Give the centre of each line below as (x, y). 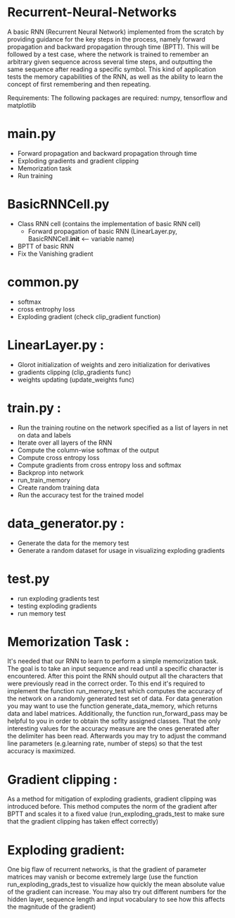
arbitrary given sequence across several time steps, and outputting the (110, 61)
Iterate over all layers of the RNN (65, 442)
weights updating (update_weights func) (76, 379)
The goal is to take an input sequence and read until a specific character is (115, 669)
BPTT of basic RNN (45, 246)
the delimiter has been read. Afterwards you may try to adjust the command (117, 736)
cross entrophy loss (46, 309)
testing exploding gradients (57, 606)
